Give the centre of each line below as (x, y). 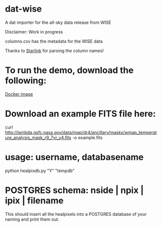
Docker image (19, 94)
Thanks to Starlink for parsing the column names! (54, 51)
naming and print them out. (32, 219)
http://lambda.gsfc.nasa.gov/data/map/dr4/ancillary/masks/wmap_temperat (81, 132)
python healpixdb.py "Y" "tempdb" (40, 171)
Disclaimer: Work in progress (34, 32)
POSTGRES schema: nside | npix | (74, 190)
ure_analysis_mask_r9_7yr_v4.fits (38, 138)
